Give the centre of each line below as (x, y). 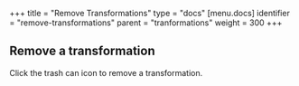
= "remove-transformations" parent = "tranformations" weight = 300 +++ (146, 23)
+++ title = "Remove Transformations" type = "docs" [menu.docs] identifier (150, 13)
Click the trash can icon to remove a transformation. (106, 72)
